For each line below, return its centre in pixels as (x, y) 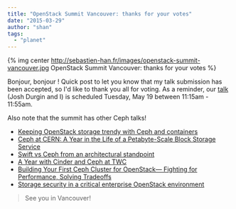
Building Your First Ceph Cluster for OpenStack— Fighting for (107, 169)
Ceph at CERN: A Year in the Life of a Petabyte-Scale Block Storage (117, 140)
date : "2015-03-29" (36, 21)
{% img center (28, 60)
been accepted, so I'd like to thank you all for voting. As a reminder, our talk (118, 89)
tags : (15, 34)
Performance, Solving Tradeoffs (64, 177)
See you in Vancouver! (58, 198)
